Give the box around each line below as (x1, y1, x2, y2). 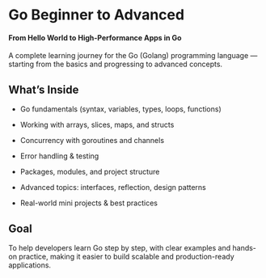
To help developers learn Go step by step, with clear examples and (8, 243, 231, 253)
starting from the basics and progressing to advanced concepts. (8, 59, 223, 69)
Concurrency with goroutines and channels (19, 136, 164, 145)
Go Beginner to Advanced (8, 6, 184, 24)
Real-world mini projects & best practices (19, 198, 158, 208)
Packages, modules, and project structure (19, 167, 160, 177)
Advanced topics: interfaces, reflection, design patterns (19, 183, 206, 192)
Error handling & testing (19, 151, 99, 161)
